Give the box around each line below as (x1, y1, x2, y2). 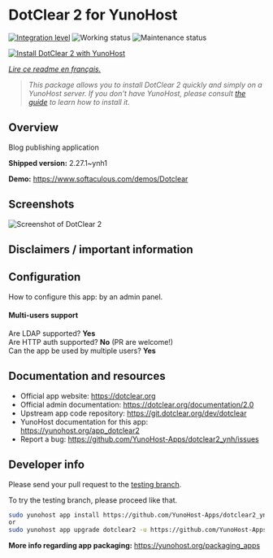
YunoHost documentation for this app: (19, 416, 149, 426)
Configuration (8, 270, 81, 284)
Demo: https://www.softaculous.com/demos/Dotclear (8, 173, 188, 184)
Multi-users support (8, 311, 79, 320)
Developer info (8, 458, 85, 472)
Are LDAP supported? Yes (8, 328, 96, 338)
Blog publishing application (8, 142, 99, 152)
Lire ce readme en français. (8, 63, 102, 74)
